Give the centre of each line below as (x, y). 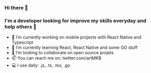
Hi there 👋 (17, 8)
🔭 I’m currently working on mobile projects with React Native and (76, 37)
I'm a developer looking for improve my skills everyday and (75, 20)
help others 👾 (21, 27)
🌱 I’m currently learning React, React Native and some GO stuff (75, 47)
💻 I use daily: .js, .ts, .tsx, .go (41, 65)
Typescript (22, 43)
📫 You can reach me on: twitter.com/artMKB (56, 58)
